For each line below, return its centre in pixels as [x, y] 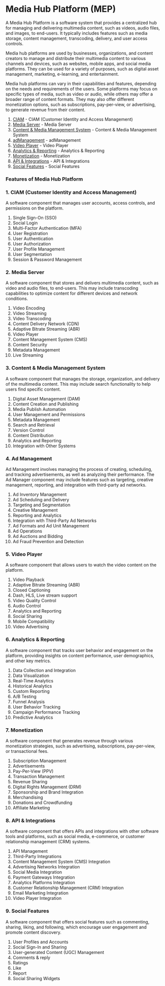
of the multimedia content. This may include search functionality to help [78, 384]
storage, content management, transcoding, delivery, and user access [77, 38]
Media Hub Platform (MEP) [61, 9]
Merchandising [28, 797]
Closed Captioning [31, 590]
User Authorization [32, 244]
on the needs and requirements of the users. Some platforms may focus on [82, 89]
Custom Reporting [31, 691]
